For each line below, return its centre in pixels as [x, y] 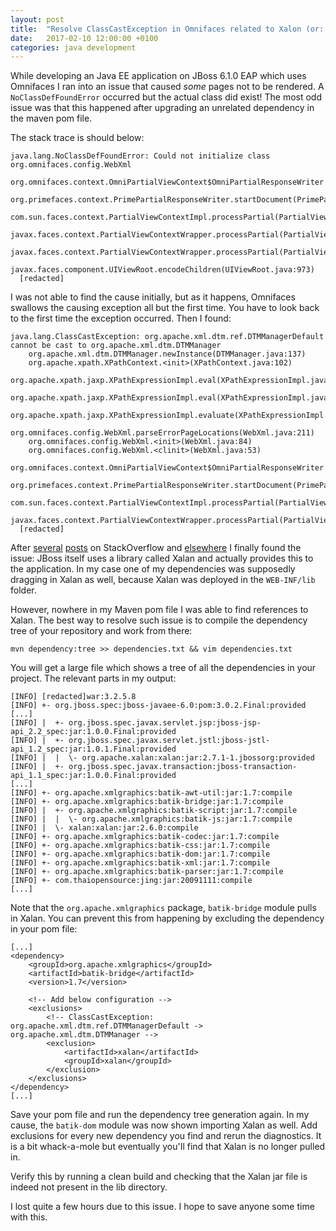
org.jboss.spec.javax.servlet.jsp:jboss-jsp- [165, 723]
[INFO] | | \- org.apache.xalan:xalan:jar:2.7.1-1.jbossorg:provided [162, 758]
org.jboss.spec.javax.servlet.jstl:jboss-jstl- [169, 741]
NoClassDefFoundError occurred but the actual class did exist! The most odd [166, 97]
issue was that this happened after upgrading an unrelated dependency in [162, 108]
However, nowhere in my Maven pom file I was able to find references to [159, 610]
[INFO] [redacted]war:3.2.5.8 [73, 697]
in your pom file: [44, 929]
